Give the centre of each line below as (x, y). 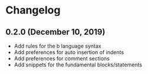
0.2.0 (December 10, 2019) (55, 32)
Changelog (33, 10)
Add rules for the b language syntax (57, 46)
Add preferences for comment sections (62, 58)
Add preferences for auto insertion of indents (69, 52)
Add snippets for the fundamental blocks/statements (78, 65)
